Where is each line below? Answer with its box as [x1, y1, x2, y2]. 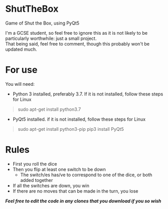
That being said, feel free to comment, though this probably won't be [5, 40, 150, 47]
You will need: [5, 81, 35, 87]
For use [5, 64, 38, 76]
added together [20, 177, 53, 183]
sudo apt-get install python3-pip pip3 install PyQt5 [17, 126, 124, 132]
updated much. [5, 46, 37, 52]
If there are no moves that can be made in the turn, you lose [12, 188, 138, 194]
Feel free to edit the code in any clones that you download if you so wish [5, 198, 161, 204]
